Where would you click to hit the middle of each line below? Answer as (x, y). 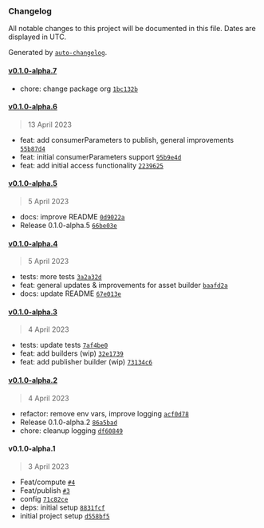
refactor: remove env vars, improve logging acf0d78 (104, 413)
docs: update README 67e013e (71, 294)
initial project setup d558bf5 (65, 515)
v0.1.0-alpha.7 (33, 70)
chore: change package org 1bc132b (79, 89)
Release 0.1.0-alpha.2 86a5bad (69, 422)
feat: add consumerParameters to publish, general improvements (126, 140)
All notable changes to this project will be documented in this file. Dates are (132, 29)
